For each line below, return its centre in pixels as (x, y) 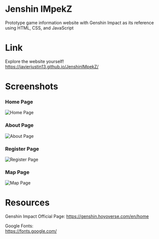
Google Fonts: (19, 226)
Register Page (22, 149)
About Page (19, 125)
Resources (27, 203)
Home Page (19, 102)
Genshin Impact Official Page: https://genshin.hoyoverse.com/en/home (77, 216)
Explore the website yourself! (35, 61)
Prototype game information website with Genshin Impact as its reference (79, 23)
